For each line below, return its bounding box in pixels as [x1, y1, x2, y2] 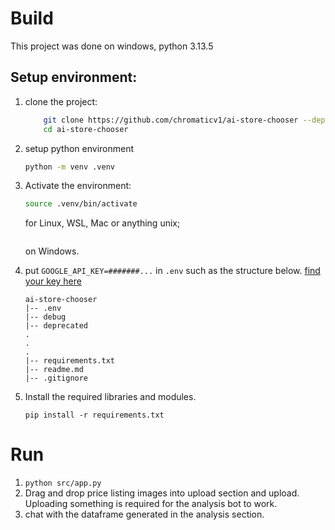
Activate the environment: [24, 180, 132, 192]
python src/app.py [24, 478, 102, 489]
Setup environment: [10, 69, 138, 86]
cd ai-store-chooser [43, 124, 129, 134]
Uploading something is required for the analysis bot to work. [24, 498, 278, 510]
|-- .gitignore [24, 373, 89, 384]
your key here [24, 275, 82, 287]
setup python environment [24, 142, 135, 154]
